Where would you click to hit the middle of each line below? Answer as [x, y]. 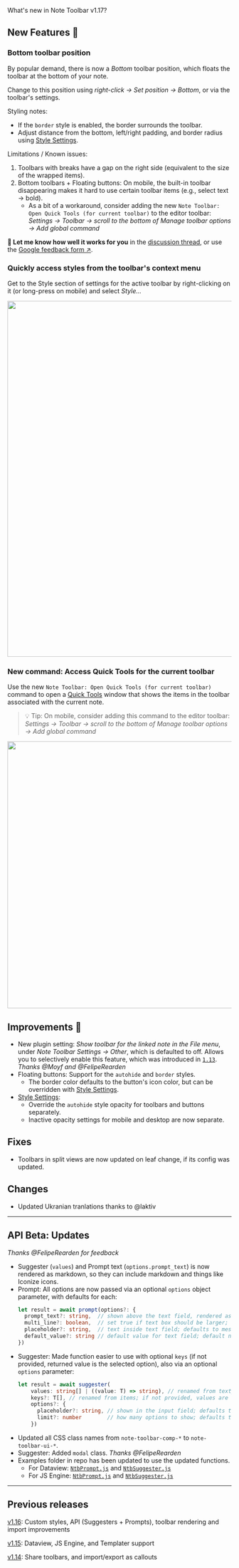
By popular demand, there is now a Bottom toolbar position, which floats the [119, 68]
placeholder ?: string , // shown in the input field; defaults [131, 1411]
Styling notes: [28, 111]
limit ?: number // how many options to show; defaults [131, 1418]
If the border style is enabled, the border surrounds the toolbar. [110, 125]
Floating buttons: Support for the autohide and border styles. [106, 1075]
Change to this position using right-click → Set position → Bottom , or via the [119, 90]
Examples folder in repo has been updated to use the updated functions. [124, 1460]
